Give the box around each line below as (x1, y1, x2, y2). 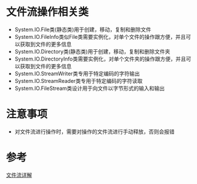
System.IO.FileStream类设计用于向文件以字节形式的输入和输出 (14, 85, 165, 92)
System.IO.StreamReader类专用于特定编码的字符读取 (14, 77, 143, 84)
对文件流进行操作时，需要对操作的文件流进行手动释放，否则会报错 (14, 128, 175, 135)
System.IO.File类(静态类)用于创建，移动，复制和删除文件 (14, 26, 152, 33)
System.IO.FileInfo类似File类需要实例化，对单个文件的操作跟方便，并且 (14, 33, 186, 40)
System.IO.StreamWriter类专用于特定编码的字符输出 (14, 70, 140, 77)
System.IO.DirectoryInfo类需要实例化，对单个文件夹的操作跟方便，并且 (14, 55, 186, 62)
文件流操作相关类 (6, 5, 89, 19)
